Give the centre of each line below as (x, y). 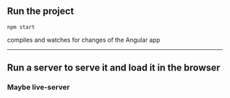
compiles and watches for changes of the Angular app (84, 40)
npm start (21, 27)
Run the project (40, 11)
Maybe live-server (38, 87)
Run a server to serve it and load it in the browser (114, 68)
